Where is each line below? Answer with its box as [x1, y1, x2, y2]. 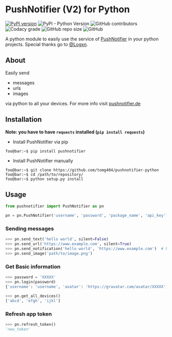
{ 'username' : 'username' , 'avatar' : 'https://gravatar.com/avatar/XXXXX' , [5, 284, 168, 289]
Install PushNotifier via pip [12, 139, 68, 145]
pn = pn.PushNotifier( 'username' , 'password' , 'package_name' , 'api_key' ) [5, 213, 168, 218]
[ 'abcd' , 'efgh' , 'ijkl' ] [5, 298, 60, 303]
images [12, 91, 29, 97]
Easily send [5, 70, 30, 76]
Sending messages [5, 225, 54, 232]
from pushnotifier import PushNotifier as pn [5, 204, 104, 209]
